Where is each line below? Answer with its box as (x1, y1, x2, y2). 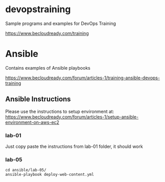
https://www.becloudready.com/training (5, 30, 89, 36)
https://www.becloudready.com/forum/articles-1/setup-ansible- (5, 113, 139, 120)
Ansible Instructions (5, 95, 71, 104)
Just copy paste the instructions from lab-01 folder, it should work (5, 143, 143, 149)
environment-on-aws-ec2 (5, 119, 59, 125)
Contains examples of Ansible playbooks (5, 65, 90, 71)
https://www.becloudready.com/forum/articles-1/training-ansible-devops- (5, 75, 160, 81)
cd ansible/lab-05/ (5, 168, 47, 173)
